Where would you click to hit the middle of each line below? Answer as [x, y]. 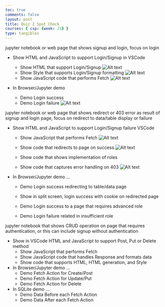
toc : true [16, 10]
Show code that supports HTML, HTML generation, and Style [83, 262]
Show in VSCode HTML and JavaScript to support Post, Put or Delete [84, 241]
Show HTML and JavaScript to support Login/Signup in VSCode [79, 58]
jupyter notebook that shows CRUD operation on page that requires [75, 226]
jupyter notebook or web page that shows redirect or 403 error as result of [82, 113]
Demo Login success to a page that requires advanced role [81, 206]
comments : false [22, 15]
